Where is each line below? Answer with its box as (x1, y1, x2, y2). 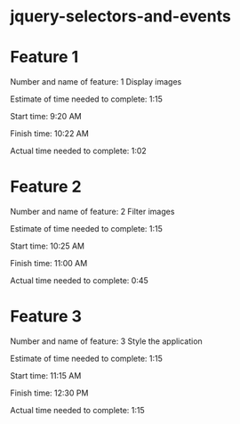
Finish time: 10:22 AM (10, 128, 90, 139)
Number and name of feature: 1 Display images (10, 77, 182, 87)
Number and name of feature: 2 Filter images (10, 207, 175, 217)
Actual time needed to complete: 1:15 (10, 405, 145, 415)
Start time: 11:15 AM (10, 371, 82, 380)
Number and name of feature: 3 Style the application (10, 336, 203, 347)
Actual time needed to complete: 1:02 (10, 145, 148, 157)
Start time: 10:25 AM (10, 241, 85, 251)
